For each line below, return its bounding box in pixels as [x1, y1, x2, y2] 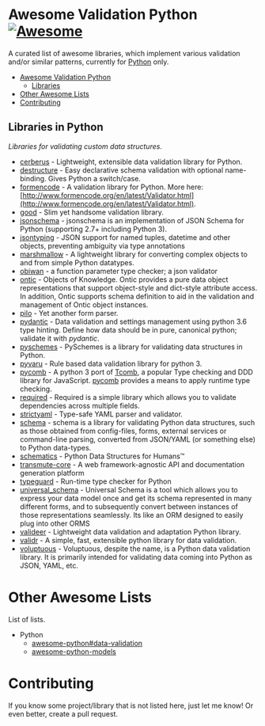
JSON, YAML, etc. [19, 561, 79, 570]
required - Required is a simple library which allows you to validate [19, 392, 237, 401]
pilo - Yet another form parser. [19, 308, 119, 317]
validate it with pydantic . [19, 333, 100, 343]
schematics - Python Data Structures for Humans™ [19, 451, 185, 461]
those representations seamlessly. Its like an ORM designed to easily [19, 510, 244, 519]
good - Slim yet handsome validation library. [19, 207, 165, 217]
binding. [19, 173, 47, 183]
